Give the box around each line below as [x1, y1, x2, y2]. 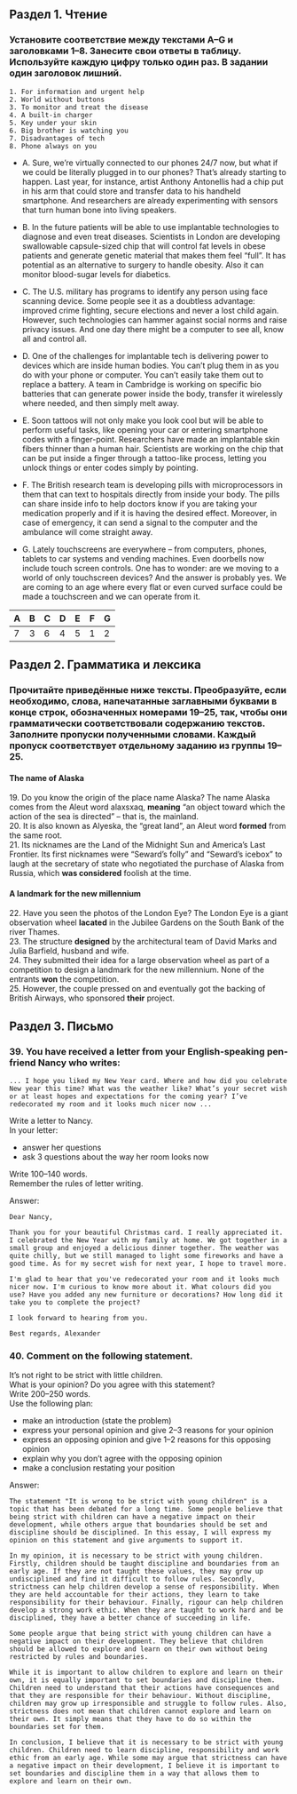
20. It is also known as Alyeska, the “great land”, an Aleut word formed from [9, 821, 286, 832]
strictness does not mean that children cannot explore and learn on [9, 1707, 272, 1716]
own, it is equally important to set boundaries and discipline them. [9, 1676, 276, 1685]
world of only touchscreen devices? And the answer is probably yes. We [21, 572, 286, 583]
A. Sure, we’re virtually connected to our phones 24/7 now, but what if [21, 157, 278, 168]
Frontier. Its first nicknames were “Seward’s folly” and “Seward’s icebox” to [9, 849, 283, 860]
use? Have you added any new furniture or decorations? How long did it [9, 1290, 284, 1300]
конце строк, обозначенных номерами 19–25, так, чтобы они [9, 706, 288, 718]
